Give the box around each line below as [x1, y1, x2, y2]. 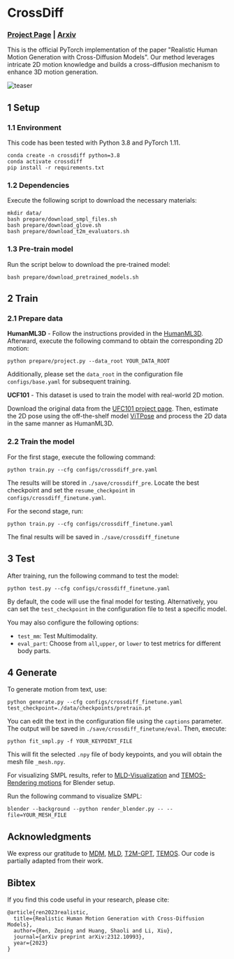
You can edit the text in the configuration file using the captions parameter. [7, 717, 224, 726]
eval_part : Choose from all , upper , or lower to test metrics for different [17, 639, 221, 647]
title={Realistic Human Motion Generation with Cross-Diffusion [13, 915, 205, 922]
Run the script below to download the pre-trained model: [7, 260, 170, 268]
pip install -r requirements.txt [7, 164, 105, 172]
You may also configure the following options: [7, 618, 139, 627]
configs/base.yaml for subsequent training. [7, 377, 131, 386]
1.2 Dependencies [7, 180, 70, 190]
